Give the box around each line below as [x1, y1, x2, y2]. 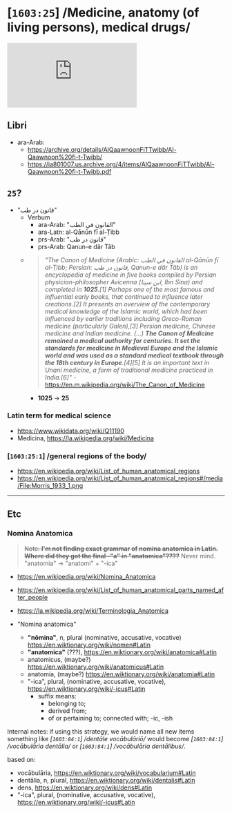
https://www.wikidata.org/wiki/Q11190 [17, 427, 124, 435]
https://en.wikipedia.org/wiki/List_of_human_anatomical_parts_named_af [17, 585, 224, 594]
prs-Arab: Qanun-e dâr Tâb [37, 242, 115, 251]
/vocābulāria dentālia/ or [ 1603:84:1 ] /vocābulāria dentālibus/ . [7, 742, 186, 750]
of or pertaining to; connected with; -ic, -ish [48, 714, 173, 722]
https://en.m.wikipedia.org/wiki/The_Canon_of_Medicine [44, 380, 205, 389]
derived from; [48, 706, 88, 715]
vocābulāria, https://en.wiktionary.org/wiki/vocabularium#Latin [17, 768, 196, 777]
